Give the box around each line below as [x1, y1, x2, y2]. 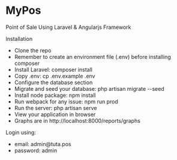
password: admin [14, 147, 58, 154]
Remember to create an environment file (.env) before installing [14, 53, 172, 60]
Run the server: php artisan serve [14, 104, 97, 111]
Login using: [5, 129, 37, 136]
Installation [5, 35, 33, 42]
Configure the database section [14, 79, 93, 86]
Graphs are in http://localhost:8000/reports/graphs [14, 117, 140, 124]
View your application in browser [14, 111, 96, 118]
